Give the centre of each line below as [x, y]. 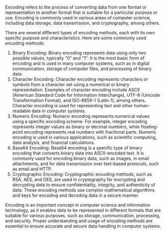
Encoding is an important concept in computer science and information [78, 205]
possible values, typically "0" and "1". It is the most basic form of [78, 58]
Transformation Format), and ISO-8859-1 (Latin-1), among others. [79, 100]
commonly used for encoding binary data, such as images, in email [81, 158]
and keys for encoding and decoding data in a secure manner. [76, 195]
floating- [149, 127]
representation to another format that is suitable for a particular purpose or [81, 12]
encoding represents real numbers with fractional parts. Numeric [90, 132]
